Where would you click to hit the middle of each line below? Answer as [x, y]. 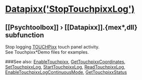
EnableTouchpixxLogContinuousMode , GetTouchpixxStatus [66, 72]
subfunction [25, 35]
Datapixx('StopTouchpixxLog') [70, 9]
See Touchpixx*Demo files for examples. [47, 52]
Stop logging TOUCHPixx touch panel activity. [52, 47]
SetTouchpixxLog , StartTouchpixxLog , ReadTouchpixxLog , [65, 67]
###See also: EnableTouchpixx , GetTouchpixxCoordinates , [65, 62]
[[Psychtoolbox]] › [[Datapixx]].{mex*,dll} [71, 27]
